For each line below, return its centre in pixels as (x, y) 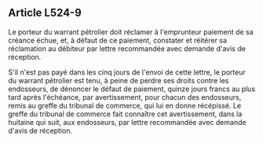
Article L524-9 (45, 13)
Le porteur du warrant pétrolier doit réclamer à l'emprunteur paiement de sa (131, 31)
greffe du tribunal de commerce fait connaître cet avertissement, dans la (125, 114)
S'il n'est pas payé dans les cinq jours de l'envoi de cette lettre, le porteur (127, 72)
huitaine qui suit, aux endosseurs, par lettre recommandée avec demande (127, 122)
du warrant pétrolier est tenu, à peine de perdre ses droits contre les (119, 80)
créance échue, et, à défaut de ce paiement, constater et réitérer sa (118, 40)
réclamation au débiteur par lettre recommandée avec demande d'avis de (127, 48)
